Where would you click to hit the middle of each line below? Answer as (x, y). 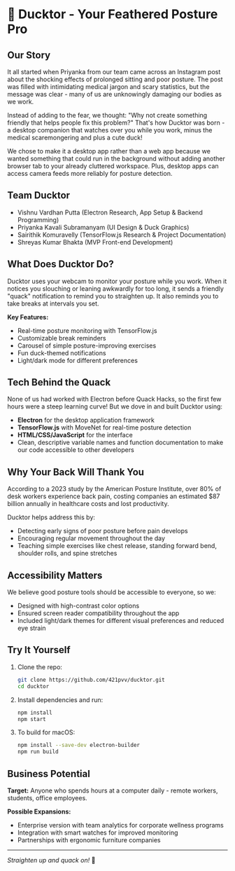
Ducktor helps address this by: (51, 517)
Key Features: (28, 317)
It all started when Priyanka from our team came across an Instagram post (114, 72)
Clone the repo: (40, 667)
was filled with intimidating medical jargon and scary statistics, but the (108, 87)
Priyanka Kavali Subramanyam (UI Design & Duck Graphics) (103, 227)
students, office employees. (47, 797)
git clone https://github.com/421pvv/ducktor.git (91, 680)
